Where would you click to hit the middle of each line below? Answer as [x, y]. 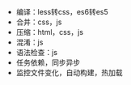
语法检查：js [37, 52]
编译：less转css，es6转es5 [62, 12]
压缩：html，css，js [49, 32]
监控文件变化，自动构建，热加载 [69, 72]
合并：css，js [39, 22]
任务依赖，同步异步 [48, 62]
